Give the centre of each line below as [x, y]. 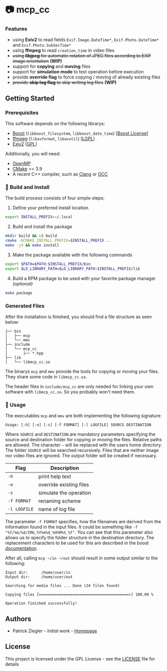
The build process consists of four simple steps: [55, 198]
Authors [18, 619]
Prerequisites [22, 113]
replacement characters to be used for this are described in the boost [77, 543]
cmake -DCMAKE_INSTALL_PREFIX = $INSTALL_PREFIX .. [58, 241]
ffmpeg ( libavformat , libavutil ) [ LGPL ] [54, 139]
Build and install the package [42, 227]
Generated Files [25, 306]
